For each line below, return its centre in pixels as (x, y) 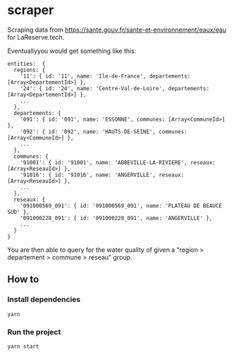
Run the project (34, 332)
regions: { (30, 70)
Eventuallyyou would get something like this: (72, 51)
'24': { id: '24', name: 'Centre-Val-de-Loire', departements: (115, 88)
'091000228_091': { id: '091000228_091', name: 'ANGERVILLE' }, (116, 218)
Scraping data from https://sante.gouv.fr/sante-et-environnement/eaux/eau (117, 30)
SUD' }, (19, 212)
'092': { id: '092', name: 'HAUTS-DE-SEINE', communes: (104, 132)
